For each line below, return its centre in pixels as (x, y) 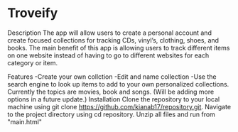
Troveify (33, 13)
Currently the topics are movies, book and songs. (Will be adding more (111, 92)
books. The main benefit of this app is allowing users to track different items (119, 48)
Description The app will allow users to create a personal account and (109, 33)
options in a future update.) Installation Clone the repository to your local (114, 99)
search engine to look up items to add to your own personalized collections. (118, 84)
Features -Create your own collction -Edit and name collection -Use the (112, 77)
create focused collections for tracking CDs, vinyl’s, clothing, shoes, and (113, 40)
